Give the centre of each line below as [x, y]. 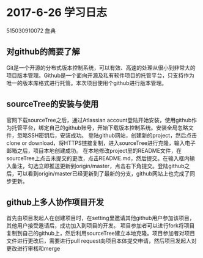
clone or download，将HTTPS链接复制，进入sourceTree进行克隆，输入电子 [101, 143]
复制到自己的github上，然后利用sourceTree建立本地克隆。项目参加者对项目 [101, 234]
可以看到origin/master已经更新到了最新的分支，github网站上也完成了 [103, 173]
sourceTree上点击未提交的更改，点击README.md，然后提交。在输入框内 [98, 158]
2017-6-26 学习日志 [57, 13]
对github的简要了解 [43, 52]
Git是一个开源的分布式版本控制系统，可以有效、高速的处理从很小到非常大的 [101, 67]
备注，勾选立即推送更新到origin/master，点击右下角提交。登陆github [98, 166]
